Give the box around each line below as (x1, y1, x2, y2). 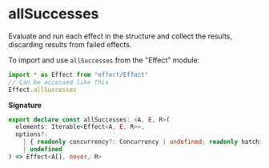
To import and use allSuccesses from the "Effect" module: (8, 55, 200, 65)
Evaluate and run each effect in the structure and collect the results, (8, 31, 233, 41)
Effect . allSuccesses (8, 86, 78, 94)
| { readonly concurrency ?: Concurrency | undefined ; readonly (22, 138, 239, 146)
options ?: (15, 130, 48, 138)
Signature (8, 100, 42, 110)
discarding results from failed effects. (8, 39, 132, 49)
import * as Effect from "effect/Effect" (8, 70, 149, 78)
